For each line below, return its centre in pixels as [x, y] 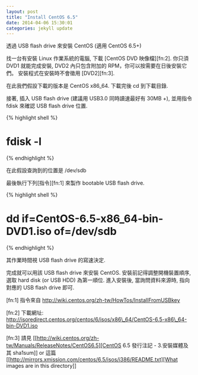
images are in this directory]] [41, 366]
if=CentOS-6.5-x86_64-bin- [92, 219]
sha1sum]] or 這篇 [34, 353]
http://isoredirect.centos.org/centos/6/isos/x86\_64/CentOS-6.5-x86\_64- [97, 320]
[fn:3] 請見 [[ [22, 338]
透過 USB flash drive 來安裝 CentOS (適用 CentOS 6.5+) [74, 46]
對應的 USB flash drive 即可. [40, 288]
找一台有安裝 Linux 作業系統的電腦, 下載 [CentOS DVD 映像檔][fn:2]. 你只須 [97, 58]
